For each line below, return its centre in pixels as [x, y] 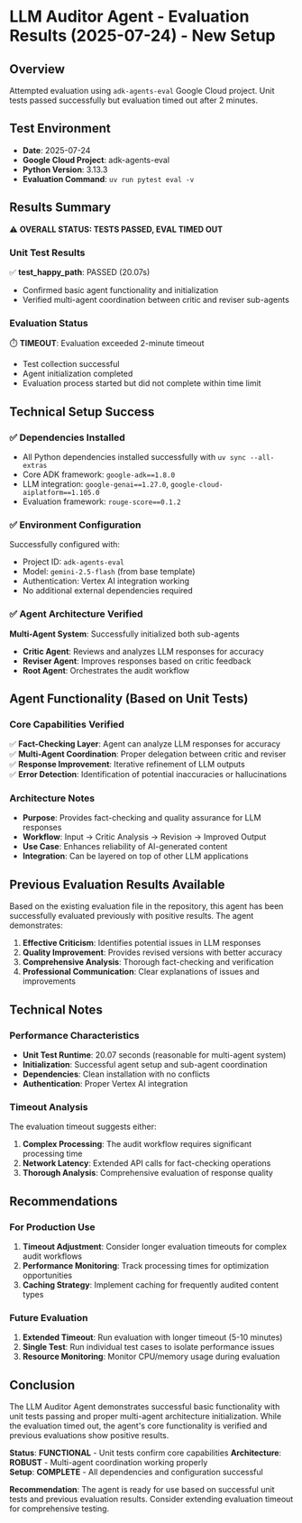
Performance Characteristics [74, 1035]
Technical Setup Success [82, 412]
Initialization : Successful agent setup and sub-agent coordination [145, 1064]
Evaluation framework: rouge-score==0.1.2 [102, 501]
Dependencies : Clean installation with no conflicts [116, 1074]
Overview [37, 69]
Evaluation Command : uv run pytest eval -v [108, 179]
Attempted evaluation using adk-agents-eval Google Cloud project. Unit [142, 91]
